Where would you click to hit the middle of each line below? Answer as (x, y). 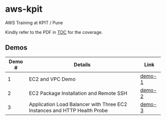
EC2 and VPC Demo (52, 79)
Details (82, 64)
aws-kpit (24, 9)
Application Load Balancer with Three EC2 (78, 104)
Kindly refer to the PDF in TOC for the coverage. (54, 32)
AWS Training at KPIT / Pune (34, 23)
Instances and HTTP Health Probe (68, 110)
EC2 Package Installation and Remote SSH (78, 93)
